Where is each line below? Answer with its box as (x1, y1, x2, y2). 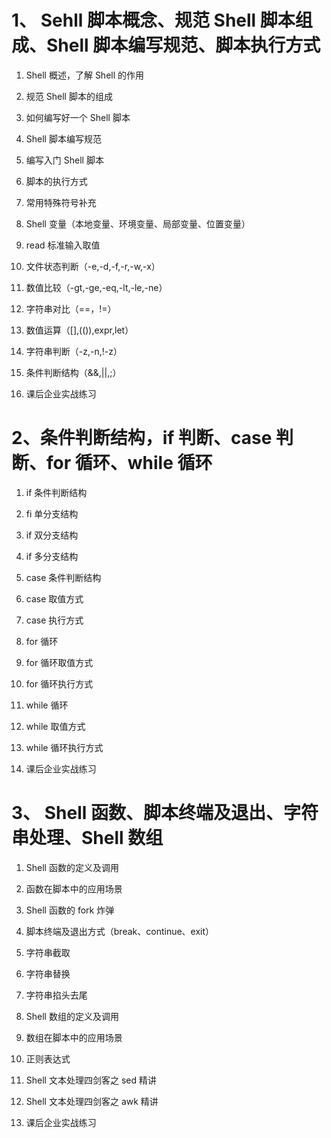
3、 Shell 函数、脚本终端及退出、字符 (11, 802, 319, 825)
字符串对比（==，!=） (25, 302, 117, 315)
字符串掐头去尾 (25, 989, 88, 1001)
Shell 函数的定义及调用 (25, 861, 119, 873)
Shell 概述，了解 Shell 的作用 (25, 69, 145, 81)
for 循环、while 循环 (46, 452, 213, 475)
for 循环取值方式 (25, 656, 94, 668)
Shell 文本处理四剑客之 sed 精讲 (25, 1074, 157, 1086)
